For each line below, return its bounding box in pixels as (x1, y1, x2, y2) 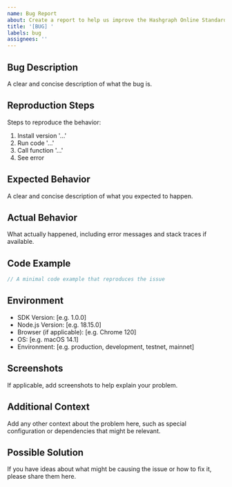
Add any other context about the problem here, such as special (7, 419, 186, 428)
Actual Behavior (7, 211, 78, 223)
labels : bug (7, 29, 41, 37)
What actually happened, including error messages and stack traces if (7, 230, 207, 238)
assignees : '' (7, 36, 48, 43)
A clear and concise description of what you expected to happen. (7, 191, 193, 200)
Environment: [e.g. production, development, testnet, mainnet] (17, 343, 195, 351)
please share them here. (7, 472, 77, 481)
